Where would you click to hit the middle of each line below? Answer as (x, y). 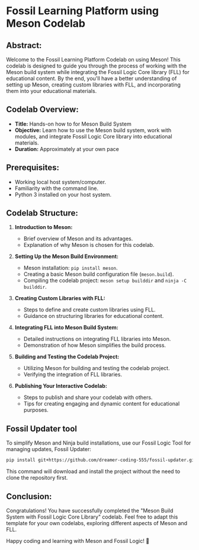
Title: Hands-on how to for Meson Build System (73, 124)
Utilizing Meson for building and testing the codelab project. (97, 368)
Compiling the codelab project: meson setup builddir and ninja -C (105, 281)
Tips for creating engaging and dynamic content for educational (102, 404)
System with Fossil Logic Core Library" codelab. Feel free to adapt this (92, 517)
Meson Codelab (46, 23)
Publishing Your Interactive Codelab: (61, 386)
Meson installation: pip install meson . (70, 268)
